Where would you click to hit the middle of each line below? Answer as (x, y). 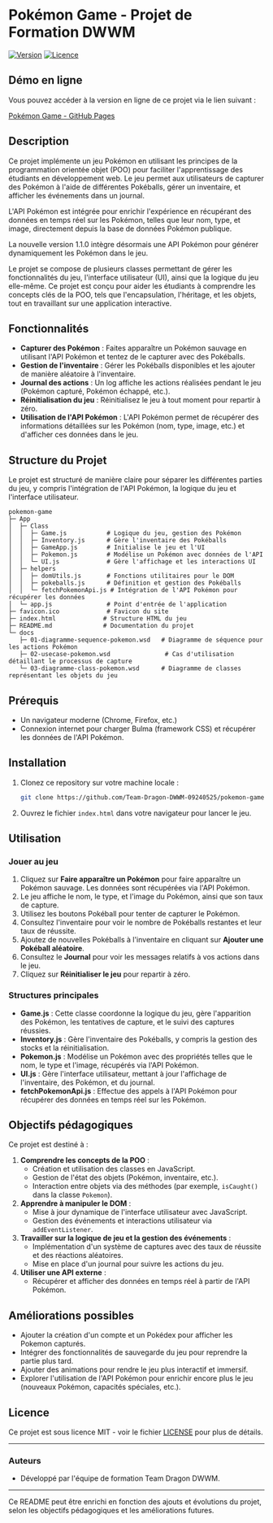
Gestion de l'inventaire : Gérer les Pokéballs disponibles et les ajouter (138, 366)
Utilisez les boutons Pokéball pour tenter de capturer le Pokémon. (130, 914)
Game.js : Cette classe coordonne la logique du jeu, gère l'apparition (136, 1013)
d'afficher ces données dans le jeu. (79, 435)
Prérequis (34, 701)
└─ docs (22, 633)
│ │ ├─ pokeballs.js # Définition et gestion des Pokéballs (125, 583)
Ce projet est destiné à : (48, 1145)
